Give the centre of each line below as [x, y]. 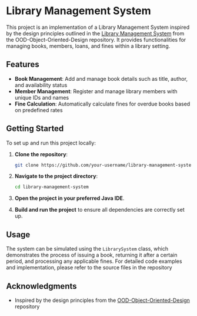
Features [23, 65]
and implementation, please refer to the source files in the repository [89, 268]
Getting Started [35, 129]
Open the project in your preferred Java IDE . [69, 198]
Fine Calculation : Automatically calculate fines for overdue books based [102, 104]
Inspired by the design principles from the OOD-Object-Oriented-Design [102, 300]
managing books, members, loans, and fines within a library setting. [88, 46]
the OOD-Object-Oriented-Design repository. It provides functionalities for [96, 39]
